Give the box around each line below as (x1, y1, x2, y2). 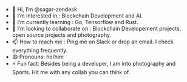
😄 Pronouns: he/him (12, 53, 64, 60)
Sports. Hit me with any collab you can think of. (12, 69, 131, 75)
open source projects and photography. (12, 31, 112, 39)
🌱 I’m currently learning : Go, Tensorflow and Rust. (12, 19, 138, 25)
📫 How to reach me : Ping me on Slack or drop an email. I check (12, 38, 174, 45)
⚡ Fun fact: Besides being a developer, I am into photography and (12, 60, 176, 67)
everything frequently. (12, 47, 68, 54)
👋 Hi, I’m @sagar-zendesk (12, 6, 78, 13)
